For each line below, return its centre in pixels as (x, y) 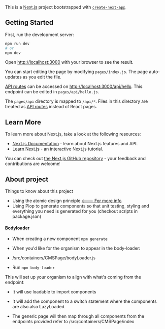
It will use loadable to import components (54, 292)
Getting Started (29, 22)
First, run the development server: (40, 35)
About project (27, 179)
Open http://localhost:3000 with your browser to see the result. (69, 62)
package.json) (27, 216)
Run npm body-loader (33, 267)
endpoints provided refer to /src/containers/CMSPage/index (73, 322)
